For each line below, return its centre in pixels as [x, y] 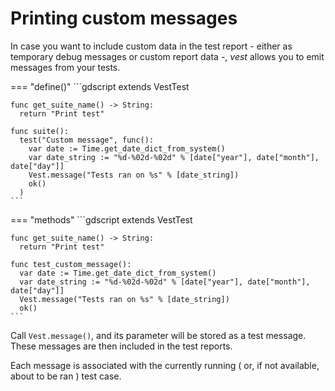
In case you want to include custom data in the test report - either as [151, 46]
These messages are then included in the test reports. [121, 346]
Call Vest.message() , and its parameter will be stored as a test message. [158, 335]
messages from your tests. [65, 67]
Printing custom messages [124, 18]
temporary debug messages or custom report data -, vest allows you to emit [167, 56]
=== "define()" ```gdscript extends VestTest [100, 86]
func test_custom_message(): [71, 264]
